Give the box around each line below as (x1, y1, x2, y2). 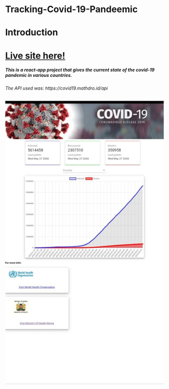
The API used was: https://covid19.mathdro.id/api (5, 85, 108, 91)
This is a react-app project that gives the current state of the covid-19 (5, 67, 155, 73)
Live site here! (5, 50, 65, 61)
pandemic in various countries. (5, 72, 72, 78)
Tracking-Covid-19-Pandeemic (5, 4, 138, 15)
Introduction (5, 27, 58, 38)
